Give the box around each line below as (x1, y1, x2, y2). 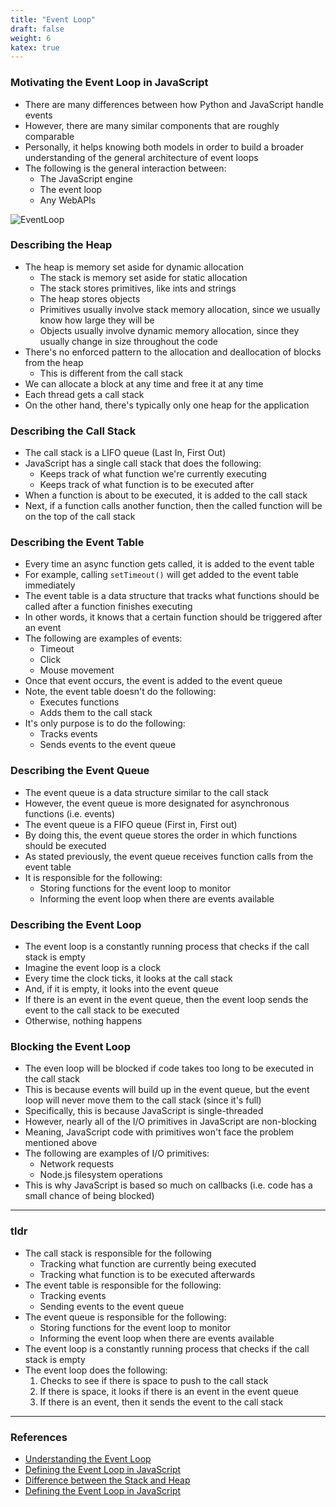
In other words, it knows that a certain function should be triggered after (24, 611, 323, 623)
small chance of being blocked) (24, 1190, 155, 1202)
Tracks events (39, 728, 98, 740)
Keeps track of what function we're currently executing (39, 468, 267, 480)
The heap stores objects (39, 292, 141, 305)
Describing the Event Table (10, 536, 145, 550)
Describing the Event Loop (10, 917, 142, 931)
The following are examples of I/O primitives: (24, 1147, 210, 1160)
